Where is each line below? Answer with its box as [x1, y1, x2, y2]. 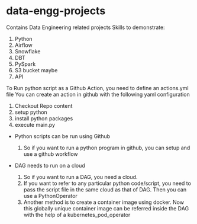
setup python [14, 108, 47, 116]
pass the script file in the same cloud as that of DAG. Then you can [23, 185, 187, 193]
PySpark [14, 60, 36, 68]
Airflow [14, 41, 33, 49]
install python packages [14, 114, 73, 122]
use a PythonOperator [23, 192, 78, 199]
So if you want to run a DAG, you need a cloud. [23, 173, 138, 180]
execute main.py [14, 121, 55, 128]
